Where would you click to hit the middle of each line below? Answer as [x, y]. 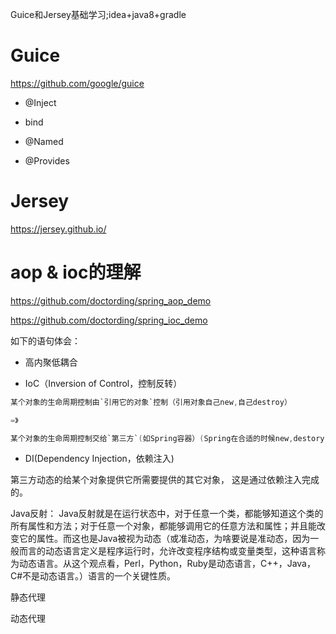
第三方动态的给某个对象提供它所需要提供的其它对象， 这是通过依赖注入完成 [165, 480]
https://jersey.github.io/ [58, 229]
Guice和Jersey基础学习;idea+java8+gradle [98, 14]
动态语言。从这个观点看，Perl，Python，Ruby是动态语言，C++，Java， [167, 564]
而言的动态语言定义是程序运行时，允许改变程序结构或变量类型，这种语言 [167, 551]
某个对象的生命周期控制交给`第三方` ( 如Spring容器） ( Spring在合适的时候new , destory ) [170, 438]
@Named [44, 141]
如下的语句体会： [45, 340]
